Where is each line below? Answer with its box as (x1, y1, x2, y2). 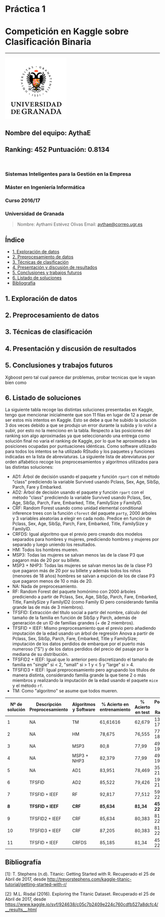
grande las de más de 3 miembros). (12, 604, 84, 610)
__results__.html (5, 906, 37, 913)
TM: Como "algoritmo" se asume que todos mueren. (12, 688, 118, 694)
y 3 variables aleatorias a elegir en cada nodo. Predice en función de (12, 515, 152, 522)
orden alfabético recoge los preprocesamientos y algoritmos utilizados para (5, 459, 159, 465)
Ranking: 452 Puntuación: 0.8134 (5, 145, 110, 153)
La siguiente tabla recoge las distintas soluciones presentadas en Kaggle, (5, 407, 154, 413)
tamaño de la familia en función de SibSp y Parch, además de (12, 615, 137, 621)
